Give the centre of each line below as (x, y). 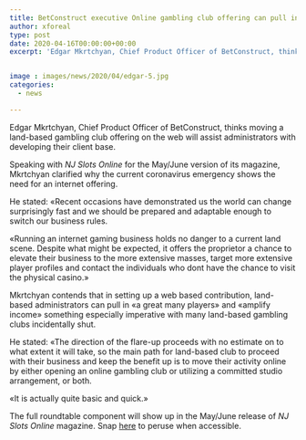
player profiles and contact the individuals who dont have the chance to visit (153, 267)
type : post (30, 35)
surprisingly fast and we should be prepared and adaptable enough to (140, 211)
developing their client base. (63, 146)
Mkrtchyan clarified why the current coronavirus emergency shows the (143, 173)
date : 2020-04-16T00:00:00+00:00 (73, 43)
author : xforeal (40, 26)
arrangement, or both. (51, 381)
